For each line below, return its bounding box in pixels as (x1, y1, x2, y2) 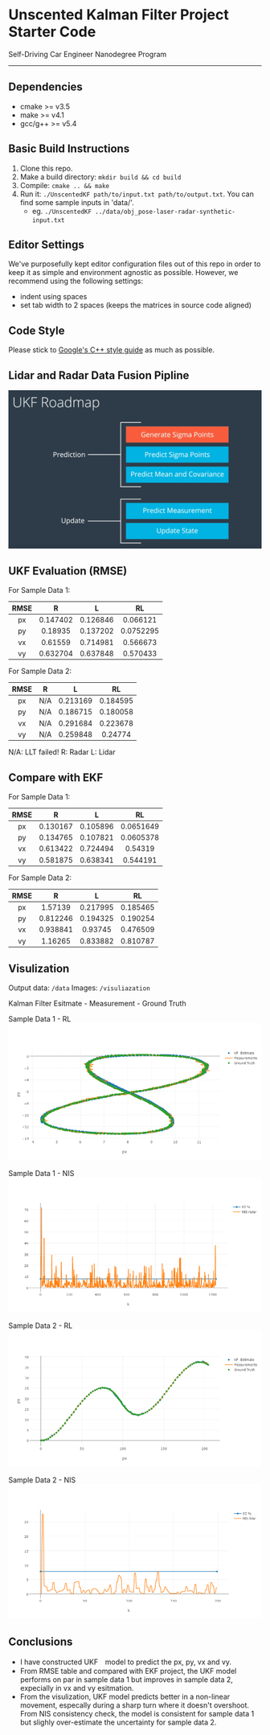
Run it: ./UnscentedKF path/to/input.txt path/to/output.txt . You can (19, 189, 255, 199)
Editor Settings (8, 237, 84, 251)
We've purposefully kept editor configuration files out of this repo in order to (8, 259, 261, 269)
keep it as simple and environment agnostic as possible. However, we (8, 268, 239, 278)
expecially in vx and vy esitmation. (19, 1684, 134, 1693)
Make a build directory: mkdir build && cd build (19, 171, 182, 182)
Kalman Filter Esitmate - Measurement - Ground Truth (8, 998, 186, 1008)
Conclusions (8, 1634, 73, 1648)
